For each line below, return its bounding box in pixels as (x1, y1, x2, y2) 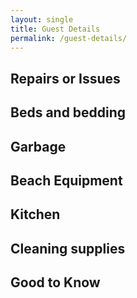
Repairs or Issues (10, 70, 121, 87)
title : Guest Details (10, 24, 101, 34)
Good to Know (10, 274, 101, 291)
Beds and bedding (10, 104, 127, 121)
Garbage (10, 138, 67, 155)
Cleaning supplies (10, 240, 126, 257)
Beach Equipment (10, 172, 123, 189)
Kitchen (10, 206, 61, 223)
